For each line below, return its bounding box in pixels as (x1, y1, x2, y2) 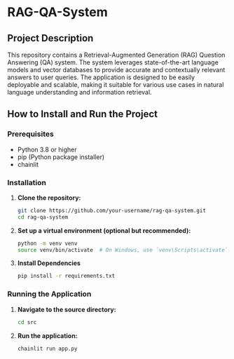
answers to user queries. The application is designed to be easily (7, 73, 195, 81)
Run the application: (17, 331, 78, 340)
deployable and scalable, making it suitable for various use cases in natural (7, 81, 224, 88)
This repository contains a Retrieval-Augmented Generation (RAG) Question (7, 50, 226, 59)
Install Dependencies (17, 259, 81, 267)
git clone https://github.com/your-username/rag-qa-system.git (17, 207, 207, 214)
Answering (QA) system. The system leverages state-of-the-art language (7, 58, 219, 67)
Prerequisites (7, 129, 54, 139)
